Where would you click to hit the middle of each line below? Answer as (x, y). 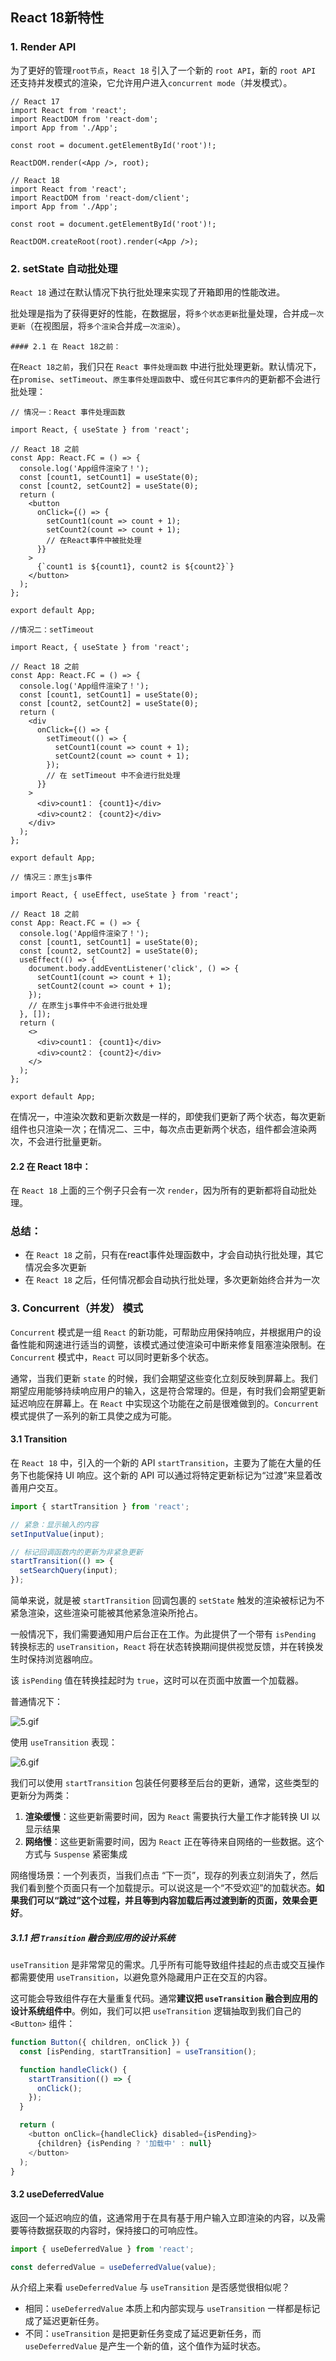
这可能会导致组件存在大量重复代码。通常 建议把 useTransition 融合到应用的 (164, 1999)
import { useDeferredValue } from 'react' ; (102, 2249)
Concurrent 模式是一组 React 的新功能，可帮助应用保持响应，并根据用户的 (161, 1332)
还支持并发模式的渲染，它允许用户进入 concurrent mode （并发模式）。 (151, 82)
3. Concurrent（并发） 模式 (77, 1308)
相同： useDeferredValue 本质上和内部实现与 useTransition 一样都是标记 (172, 2309)
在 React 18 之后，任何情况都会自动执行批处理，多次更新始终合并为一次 (172, 1280)
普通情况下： (36, 1702)
